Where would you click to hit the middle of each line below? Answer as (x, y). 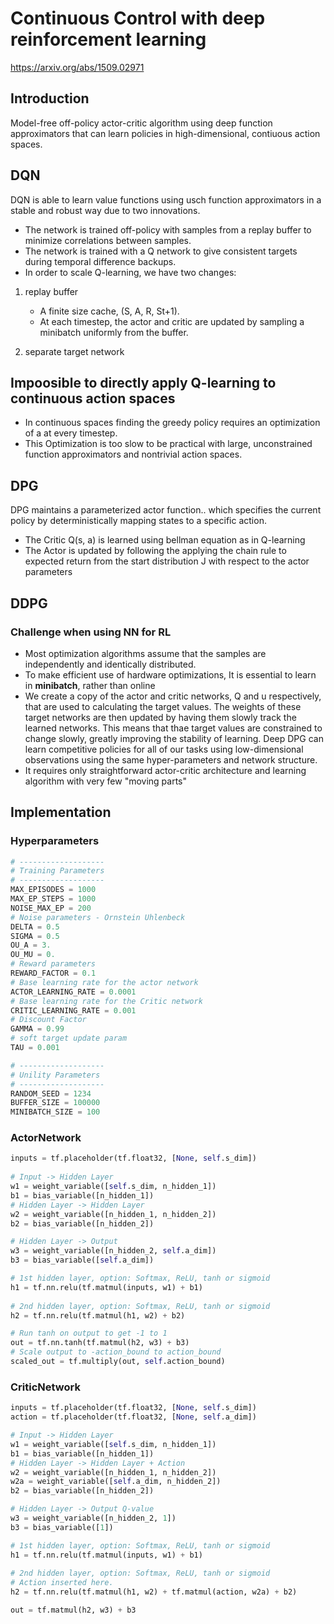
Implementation (61, 812)
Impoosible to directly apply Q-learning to (143, 382)
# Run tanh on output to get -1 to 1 (89, 1333)
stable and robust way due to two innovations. (105, 210)
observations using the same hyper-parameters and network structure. (171, 759)
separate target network (74, 351)
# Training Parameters (57, 871)
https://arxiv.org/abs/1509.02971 (77, 67)
